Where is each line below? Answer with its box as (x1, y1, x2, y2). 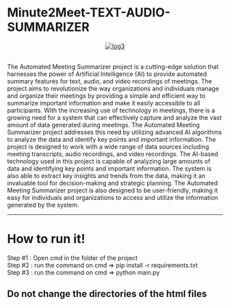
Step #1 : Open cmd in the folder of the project (7, 253, 138, 262)
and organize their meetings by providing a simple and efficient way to (7, 91, 206, 100)
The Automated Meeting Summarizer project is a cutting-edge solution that (7, 62, 219, 71)
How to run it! (7, 231, 86, 247)
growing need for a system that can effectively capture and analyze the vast (7, 113, 222, 121)
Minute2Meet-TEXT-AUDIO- (7, 5, 171, 21)
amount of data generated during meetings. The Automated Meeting (7, 120, 200, 129)
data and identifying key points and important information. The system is (7, 164, 212, 173)
